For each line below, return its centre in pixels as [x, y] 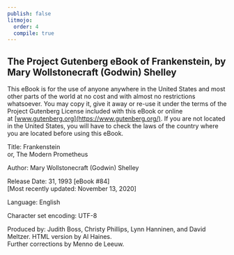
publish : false [29, 14]
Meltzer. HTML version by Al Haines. [60, 237]
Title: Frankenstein [34, 147]
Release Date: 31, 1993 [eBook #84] [58, 181]
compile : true [34, 33]
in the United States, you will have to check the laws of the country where [113, 126]
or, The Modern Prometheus [48, 155]
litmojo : [20, 20]
